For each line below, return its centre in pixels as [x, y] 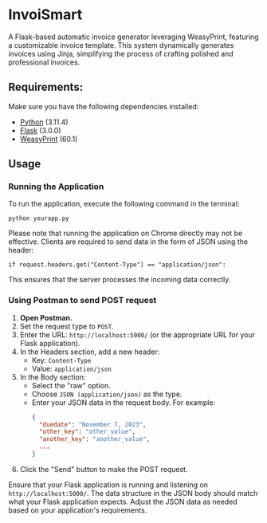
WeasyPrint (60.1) [49, 139]
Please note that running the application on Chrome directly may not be [126, 234]
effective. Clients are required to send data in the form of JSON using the [128, 242]
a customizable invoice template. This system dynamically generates [121, 45]
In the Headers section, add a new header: [90, 352]
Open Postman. [46, 317]
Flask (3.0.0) [40, 130]
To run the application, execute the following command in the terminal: [124, 204]
